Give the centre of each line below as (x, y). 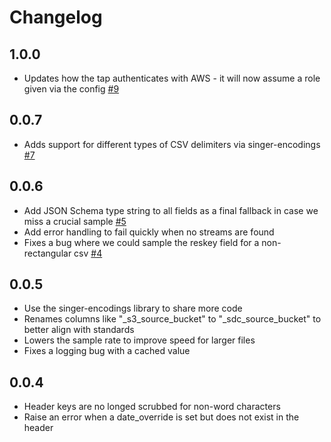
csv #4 (88, 253)
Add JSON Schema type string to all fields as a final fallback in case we (171, 210)
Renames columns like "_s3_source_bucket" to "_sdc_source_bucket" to (172, 319)
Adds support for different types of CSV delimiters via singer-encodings (172, 144)
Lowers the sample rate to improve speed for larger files (139, 340)
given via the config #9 (71, 89)
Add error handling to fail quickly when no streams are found (149, 232)
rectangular (47, 253)
